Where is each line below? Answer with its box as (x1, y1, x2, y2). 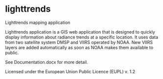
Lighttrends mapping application (5, 20, 70, 25)
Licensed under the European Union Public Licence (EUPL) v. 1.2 (5, 68, 136, 74)
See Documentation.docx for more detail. (5, 59, 88, 65)
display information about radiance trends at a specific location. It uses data (5, 34, 158, 40)
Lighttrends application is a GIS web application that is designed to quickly (5, 29, 155, 35)
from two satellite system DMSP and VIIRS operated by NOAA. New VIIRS (5, 39, 153, 45)
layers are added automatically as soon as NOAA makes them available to (5, 44, 153, 50)
